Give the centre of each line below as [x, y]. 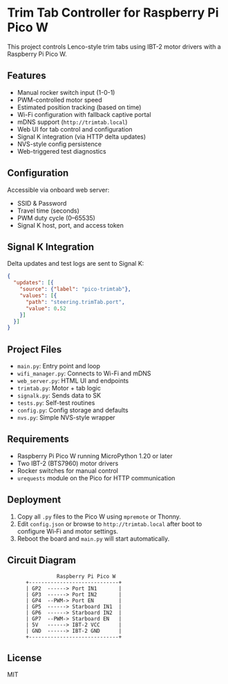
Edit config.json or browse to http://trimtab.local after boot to [110, 523]
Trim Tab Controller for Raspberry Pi [113, 13]
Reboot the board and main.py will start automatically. [93, 539]
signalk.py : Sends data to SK [59, 395]
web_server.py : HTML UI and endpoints [73, 381]
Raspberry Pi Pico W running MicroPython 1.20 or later [95, 456]
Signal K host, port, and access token [70, 225]
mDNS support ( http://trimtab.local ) [72, 122]
